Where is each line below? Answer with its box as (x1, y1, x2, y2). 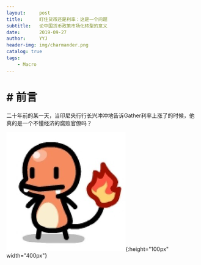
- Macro (17, 61, 37, 67)
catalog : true (6, 49, 43, 55)
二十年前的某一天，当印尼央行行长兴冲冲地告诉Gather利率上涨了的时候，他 (6, 112, 195, 119)
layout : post (6, 10, 51, 16)
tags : (6, 55, 20, 61)
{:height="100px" (125, 245, 169, 253)
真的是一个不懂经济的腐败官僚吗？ (6, 119, 92, 126)
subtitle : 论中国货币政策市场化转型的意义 (6, 23, 108, 29)
